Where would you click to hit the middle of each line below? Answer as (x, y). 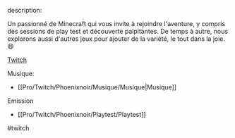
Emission (20, 101)
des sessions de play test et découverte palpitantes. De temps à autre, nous (117, 31)
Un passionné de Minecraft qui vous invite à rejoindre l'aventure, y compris (116, 24)
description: (25, 10)
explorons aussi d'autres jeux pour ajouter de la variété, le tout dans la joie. (116, 39)
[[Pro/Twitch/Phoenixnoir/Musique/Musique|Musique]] (97, 87)
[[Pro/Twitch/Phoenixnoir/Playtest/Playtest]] (82, 114)
